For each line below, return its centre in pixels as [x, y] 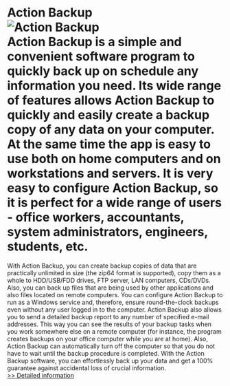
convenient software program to [101, 57]
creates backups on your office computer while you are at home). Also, [107, 339]
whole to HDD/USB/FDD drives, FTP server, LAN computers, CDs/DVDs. [109, 280]
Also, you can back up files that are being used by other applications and [111, 288]
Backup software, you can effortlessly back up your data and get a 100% [110, 361]
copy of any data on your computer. [111, 130]
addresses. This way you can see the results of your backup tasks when [109, 324]
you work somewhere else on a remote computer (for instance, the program [114, 331]
